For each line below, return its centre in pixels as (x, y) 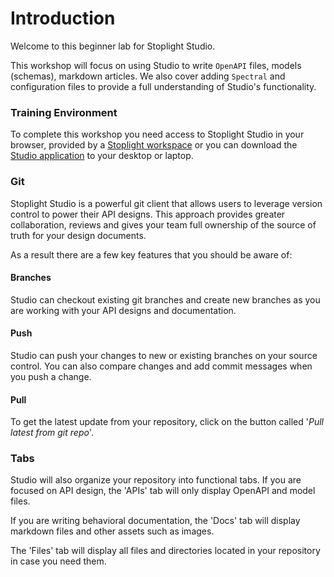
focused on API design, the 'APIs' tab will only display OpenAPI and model (163, 491)
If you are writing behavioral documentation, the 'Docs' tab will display (155, 521)
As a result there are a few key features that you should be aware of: (151, 254)
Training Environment (64, 112)
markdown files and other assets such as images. (112, 531)
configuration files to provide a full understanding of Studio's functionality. (163, 86)
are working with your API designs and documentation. (123, 310)
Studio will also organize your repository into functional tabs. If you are (156, 480)
